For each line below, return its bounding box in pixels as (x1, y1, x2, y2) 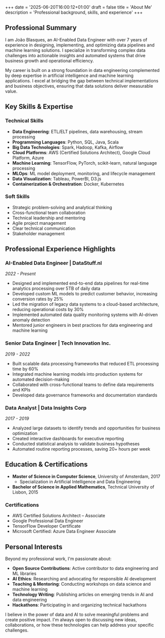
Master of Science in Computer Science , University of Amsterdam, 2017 (12, 473, 161, 479)
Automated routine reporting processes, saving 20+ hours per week (12, 446, 151, 452)
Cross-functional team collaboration (12, 210, 86, 215)
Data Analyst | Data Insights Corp (5, 404, 87, 411)
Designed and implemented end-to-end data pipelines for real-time (12, 281, 149, 286)
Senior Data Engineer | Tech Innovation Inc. (5, 340, 111, 347)
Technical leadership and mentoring (12, 214, 86, 221)
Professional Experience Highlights (5, 245, 116, 253)
